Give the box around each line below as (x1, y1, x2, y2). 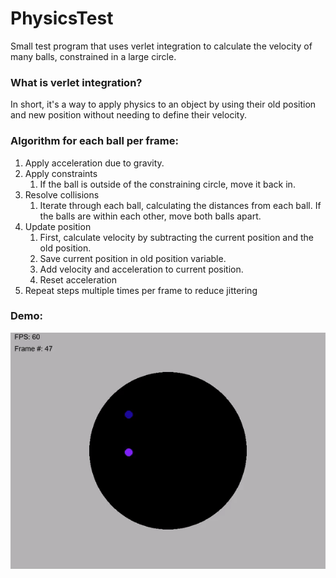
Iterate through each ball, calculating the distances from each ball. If (39, 199, 322, 211)
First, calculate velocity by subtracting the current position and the (39, 231, 315, 243)
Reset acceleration (39, 273, 117, 286)
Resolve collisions (24, 188, 100, 201)
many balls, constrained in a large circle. (10, 50, 177, 62)
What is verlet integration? (10, 75, 143, 89)
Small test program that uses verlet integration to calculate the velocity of (10, 40, 313, 52)
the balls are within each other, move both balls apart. (39, 210, 262, 222)
